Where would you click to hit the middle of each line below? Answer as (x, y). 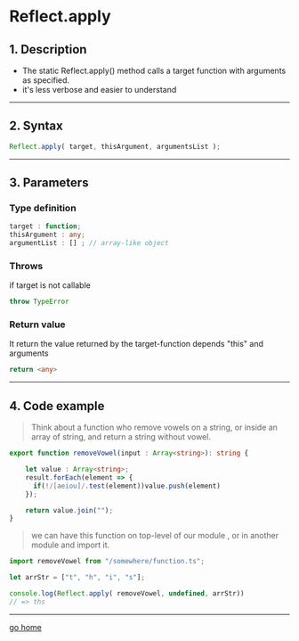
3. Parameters (49, 183)
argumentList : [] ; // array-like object (89, 243)
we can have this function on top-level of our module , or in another (155, 536)
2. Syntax (36, 126)
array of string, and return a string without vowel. (121, 437)
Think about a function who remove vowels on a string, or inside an (154, 427)
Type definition (43, 208)
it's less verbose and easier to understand (99, 90)
